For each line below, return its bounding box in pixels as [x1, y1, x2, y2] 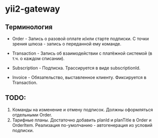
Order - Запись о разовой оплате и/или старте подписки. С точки [12, 36, 149, 41]
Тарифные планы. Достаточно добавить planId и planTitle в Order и [12, 117, 152, 123]
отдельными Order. [12, 112, 52, 118]
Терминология [5, 23, 53, 31]
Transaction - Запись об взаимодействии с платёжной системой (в [12, 50, 153, 56]
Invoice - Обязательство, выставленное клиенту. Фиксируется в [12, 75, 147, 80]
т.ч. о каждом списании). [12, 56, 65, 61]
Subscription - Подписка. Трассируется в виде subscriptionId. [12, 65, 141, 71]
